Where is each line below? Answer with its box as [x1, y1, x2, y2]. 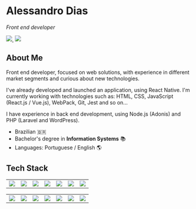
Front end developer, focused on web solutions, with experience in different [6, 68, 190, 76]
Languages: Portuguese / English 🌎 [14, 143, 102, 151]
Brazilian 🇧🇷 [14, 128, 46, 135]
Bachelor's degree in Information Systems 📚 [14, 135, 126, 142]
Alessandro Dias [6, 4, 88, 18]
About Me [6, 53, 43, 63]
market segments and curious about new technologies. [6, 75, 140, 82]
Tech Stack [6, 164, 48, 174]
